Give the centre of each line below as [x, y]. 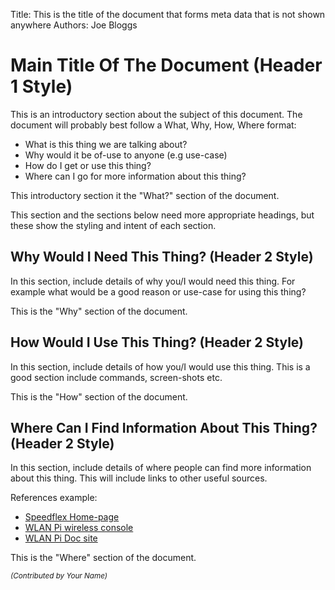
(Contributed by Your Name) [59, 576]
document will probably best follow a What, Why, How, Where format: [153, 125]
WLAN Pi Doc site [61, 538]
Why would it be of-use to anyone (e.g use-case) [126, 155]
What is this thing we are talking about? [106, 144]
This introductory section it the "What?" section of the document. [145, 195]
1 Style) [41, 86]
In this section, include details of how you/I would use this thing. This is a [160, 366]
